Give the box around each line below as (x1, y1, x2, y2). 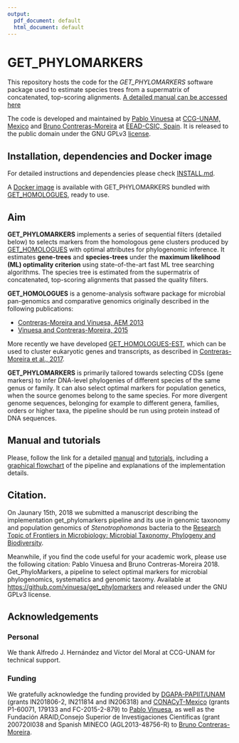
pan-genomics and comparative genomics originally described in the (7, 296, 210, 305)
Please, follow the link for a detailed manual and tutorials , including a (7, 453, 208, 462)
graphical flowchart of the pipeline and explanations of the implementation (7, 461, 225, 469)
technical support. (7, 656, 61, 665)
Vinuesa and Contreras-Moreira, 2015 (17, 326, 129, 334)
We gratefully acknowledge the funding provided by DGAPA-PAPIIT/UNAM (7, 690, 225, 698)
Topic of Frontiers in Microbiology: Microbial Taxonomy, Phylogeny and (7, 531, 216, 539)
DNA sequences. (7, 414, 57, 422)
